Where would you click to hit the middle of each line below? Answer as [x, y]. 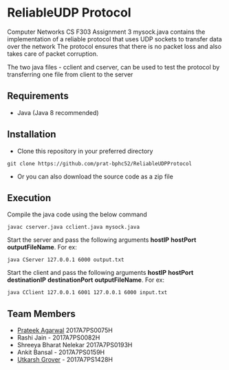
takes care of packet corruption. [53, 54]
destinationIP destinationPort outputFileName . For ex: [86, 280]
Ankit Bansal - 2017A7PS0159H [61, 352]
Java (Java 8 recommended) [58, 112]
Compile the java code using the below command [77, 214]
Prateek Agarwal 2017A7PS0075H [65, 330]
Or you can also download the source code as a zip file [95, 176]
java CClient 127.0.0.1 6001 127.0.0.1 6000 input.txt [87, 293]
